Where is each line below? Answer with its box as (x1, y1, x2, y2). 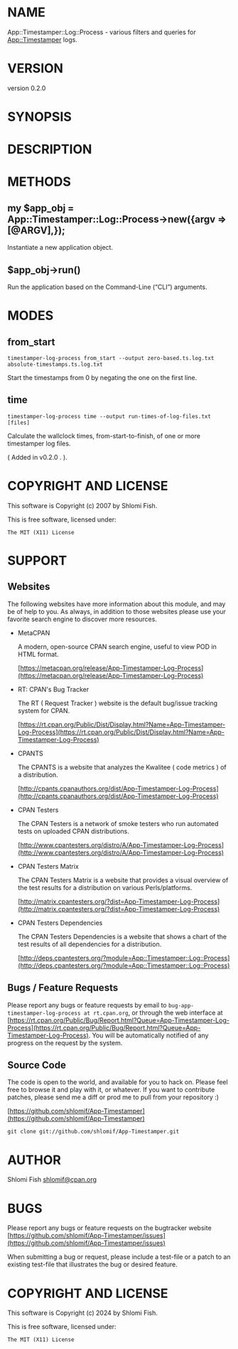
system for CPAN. (17, 706, 70, 715)
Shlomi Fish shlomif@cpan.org (7, 1175, 97, 1184)
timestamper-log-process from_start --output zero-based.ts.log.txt (7, 355, 215, 362)
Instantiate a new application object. (7, 243, 114, 252)
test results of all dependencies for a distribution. (17, 940, 162, 948)
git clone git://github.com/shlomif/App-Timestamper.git (7, 1128, 180, 1136)
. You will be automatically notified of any (88, 1031, 209, 1039)
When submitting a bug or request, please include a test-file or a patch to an (7, 1253, 231, 1261)
